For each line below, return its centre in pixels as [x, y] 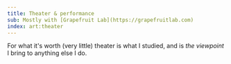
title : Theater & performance [51, 13]
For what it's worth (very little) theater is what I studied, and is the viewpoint [115, 46]
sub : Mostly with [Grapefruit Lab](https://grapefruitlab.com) [101, 20]
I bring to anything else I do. [47, 53]
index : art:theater [35, 26]
